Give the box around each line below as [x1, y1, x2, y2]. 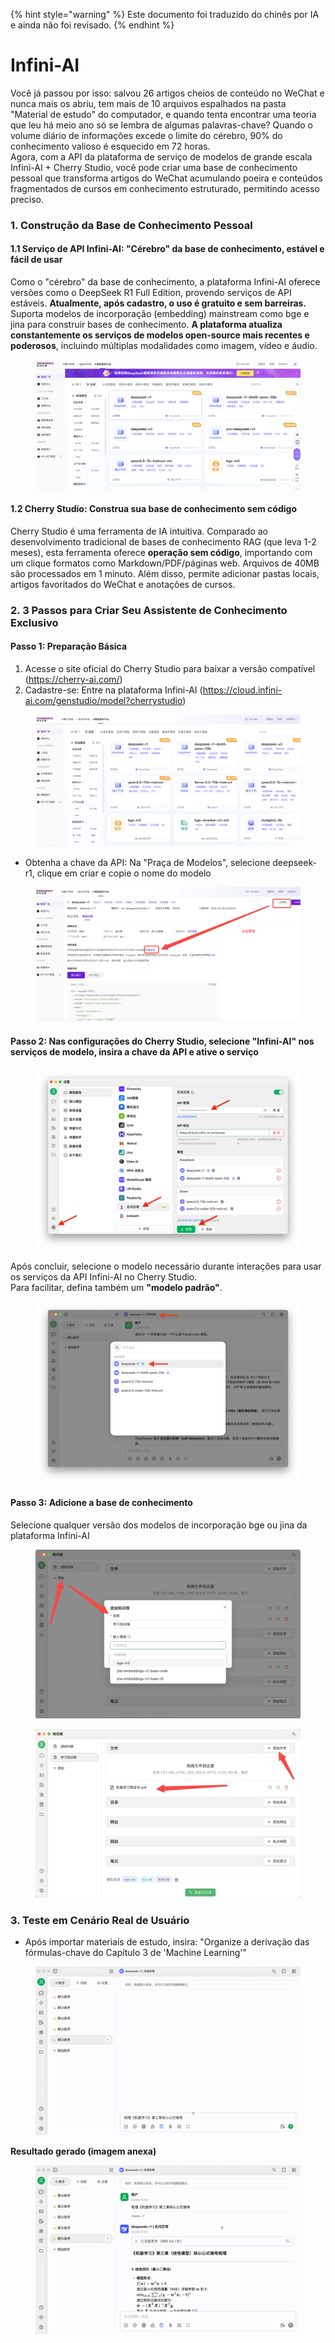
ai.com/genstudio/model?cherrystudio [24, 694, 183, 706]
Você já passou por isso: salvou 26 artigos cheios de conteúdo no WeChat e [10, 87, 325, 99]
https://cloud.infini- [202, 684, 283, 696]
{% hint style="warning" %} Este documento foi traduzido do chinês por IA [10, 9, 320, 20]
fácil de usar [10, 254, 63, 266]
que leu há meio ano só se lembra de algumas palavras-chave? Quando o [10, 119, 313, 131]
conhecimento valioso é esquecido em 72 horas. [10, 140, 211, 152]
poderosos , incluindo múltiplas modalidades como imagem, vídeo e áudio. [10, 340, 318, 352]
